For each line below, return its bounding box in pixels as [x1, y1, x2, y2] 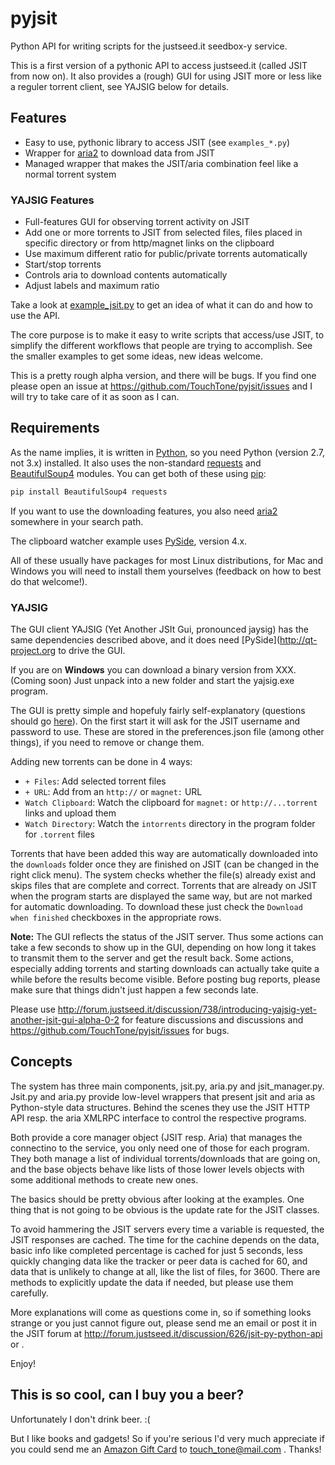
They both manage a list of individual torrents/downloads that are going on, [10, 1152, 321, 1164]
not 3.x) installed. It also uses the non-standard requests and [10, 457, 262, 469]
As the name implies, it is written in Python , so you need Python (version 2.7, [10, 446, 325, 458]
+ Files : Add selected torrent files [24, 775, 167, 787]
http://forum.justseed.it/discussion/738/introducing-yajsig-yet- [57, 1003, 317, 1016]
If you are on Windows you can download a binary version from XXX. [10, 664, 297, 676]
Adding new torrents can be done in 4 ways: [10, 756, 193, 768]
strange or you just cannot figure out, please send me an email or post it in [10, 1317, 318, 1329]
